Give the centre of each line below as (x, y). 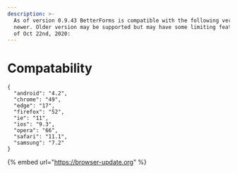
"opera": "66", (36, 131)
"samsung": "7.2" (39, 143)
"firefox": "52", (39, 112)
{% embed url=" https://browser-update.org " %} (77, 162)
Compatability (50, 68)
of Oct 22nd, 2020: (42, 34)
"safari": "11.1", (41, 137)
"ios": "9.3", (34, 124)
